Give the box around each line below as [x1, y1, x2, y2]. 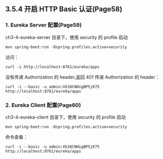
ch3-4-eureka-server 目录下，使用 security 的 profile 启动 [5, 34, 128, 40]
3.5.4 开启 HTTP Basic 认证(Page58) [5, 5, 123, 14]
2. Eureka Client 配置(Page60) [5, 102, 81, 109]
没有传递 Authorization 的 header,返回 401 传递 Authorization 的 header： [5, 74, 160, 80]
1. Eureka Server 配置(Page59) [5, 22, 82, 29]
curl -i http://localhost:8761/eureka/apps [5, 64, 100, 69]
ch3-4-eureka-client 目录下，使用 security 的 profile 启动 [5, 114, 126, 120]
